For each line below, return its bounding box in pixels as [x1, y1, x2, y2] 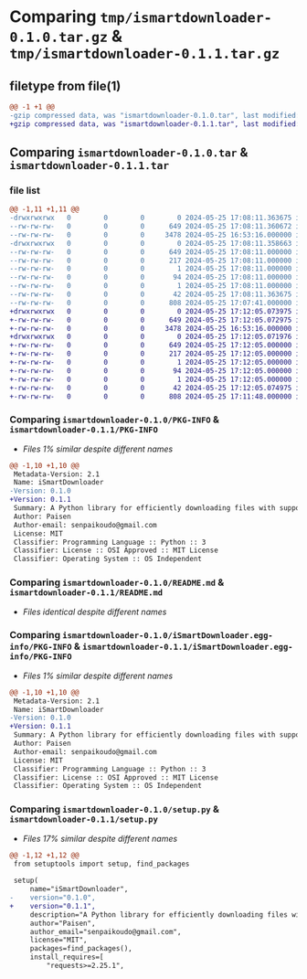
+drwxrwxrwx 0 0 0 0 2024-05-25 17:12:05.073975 [9, 306, 292, 316]
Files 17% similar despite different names [22, 833, 178, 844]
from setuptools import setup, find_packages [13, 859, 190, 868]
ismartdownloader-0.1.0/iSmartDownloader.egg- [62, 631, 273, 641]
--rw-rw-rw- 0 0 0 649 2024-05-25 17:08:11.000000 [9, 247, 292, 257]
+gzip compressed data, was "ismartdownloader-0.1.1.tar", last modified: [9, 119, 301, 129]
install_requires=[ [29, 952, 104, 962]
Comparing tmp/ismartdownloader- [9, 6, 272, 27]
